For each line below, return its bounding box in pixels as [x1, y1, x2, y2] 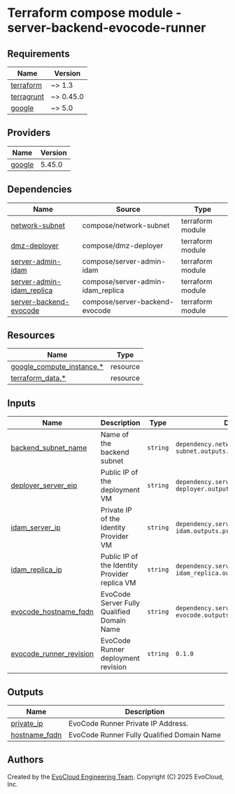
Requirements [7, 48, 70, 60]
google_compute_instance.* [10, 362, 104, 372]
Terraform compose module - [7, 5, 182, 21]
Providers [7, 127, 51, 139]
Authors [7, 754, 44, 766]
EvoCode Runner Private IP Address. [69, 719, 189, 729]
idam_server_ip [10, 523, 61, 532]
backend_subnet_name [10, 443, 87, 453]
